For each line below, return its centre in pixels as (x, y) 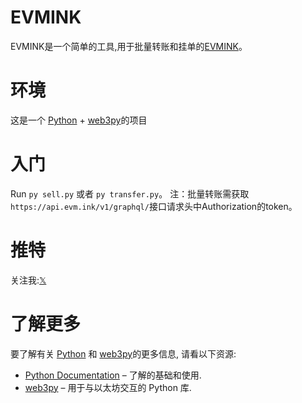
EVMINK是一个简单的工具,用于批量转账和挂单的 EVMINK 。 (129, 46)
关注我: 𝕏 (28, 280)
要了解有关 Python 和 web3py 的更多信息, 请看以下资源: (123, 353)
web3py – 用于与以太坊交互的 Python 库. (108, 387)
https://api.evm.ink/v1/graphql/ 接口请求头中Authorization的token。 (154, 206)
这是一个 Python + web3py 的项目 (79, 120)
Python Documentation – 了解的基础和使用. (113, 375)
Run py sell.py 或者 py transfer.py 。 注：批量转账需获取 (130, 193)
